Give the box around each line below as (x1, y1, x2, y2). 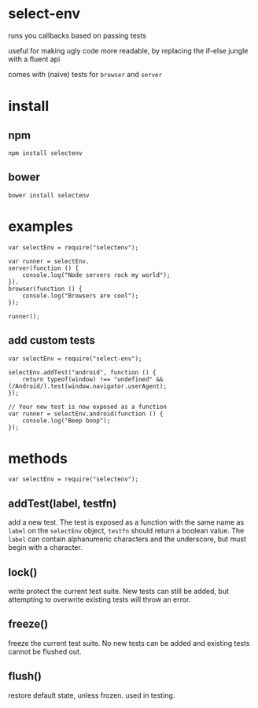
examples (8, 217, 73, 235)
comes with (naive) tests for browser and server (8, 69, 163, 79)
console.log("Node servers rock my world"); (22, 271, 171, 279)
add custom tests (8, 334, 96, 347)
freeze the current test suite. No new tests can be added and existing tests (8, 638, 250, 647)
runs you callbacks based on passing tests (8, 31, 147, 40)
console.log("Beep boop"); (22, 416, 111, 425)
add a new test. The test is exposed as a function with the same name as (8, 518, 245, 527)
